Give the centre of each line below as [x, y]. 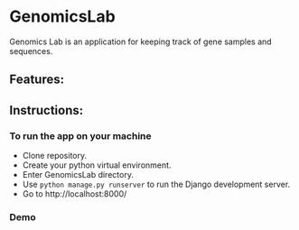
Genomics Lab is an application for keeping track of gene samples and [141, 41]
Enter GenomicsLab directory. [78, 175]
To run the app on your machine [80, 135]
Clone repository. [55, 156]
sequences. [31, 51]
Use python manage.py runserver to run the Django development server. [156, 184]
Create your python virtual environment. [97, 165]
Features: [37, 80]
